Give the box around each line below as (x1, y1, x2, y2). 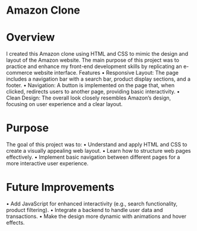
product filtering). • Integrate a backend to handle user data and (6, 207, 163, 213)
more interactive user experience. (6, 160, 89, 167)
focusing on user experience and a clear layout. (6, 101, 123, 108)
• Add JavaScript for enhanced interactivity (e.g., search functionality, (6, 200, 178, 207)
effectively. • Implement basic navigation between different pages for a (6, 153, 180, 161)
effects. (6, 219, 25, 226)
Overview (6, 31, 55, 44)
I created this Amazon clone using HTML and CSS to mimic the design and (6, 50, 189, 57)
